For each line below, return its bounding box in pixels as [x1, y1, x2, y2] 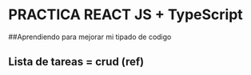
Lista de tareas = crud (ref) [8, 55, 145, 69]
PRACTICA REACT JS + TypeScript [8, 6, 244, 24]
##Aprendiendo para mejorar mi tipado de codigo [8, 32, 172, 41]
